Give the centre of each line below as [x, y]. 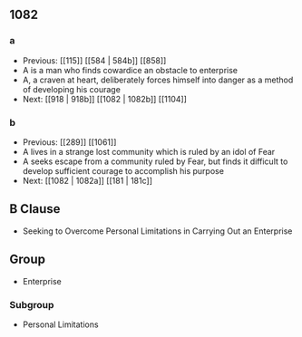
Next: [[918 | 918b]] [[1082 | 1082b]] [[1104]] [105, 99]
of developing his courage [71, 89]
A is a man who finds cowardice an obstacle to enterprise [130, 70]
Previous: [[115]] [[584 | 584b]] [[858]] [94, 60]
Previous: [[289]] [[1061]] [69, 142]
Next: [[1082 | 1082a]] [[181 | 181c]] [87, 180]
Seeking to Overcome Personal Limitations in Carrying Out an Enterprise [157, 231]
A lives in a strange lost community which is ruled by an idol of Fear [149, 151]
